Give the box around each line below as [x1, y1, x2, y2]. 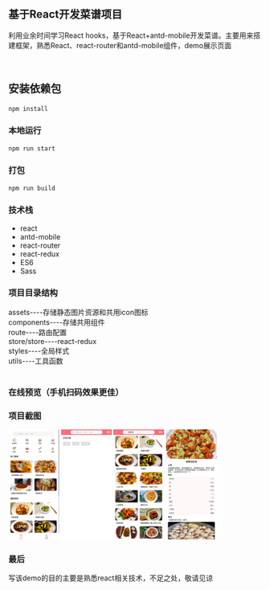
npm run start [8, 144, 56, 153]
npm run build [8, 184, 56, 193]
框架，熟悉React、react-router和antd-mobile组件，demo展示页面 [14, 40, 232, 50]
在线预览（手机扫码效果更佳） [8, 387, 124, 398]
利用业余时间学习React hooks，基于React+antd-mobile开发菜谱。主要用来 [8, 31, 254, 40]
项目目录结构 [8, 288, 59, 299]
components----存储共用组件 [8, 317, 105, 327]
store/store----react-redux [8, 336, 97, 346]
